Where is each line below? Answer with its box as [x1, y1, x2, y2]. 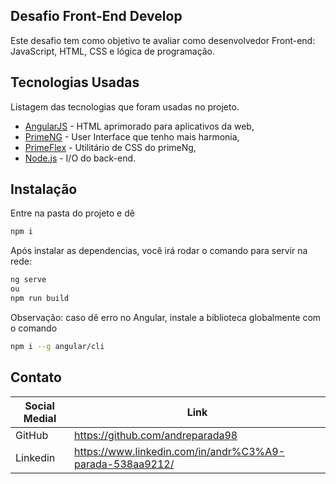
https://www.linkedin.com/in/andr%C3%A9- [73, 444, 286, 458]
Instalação [10, 181, 78, 198]
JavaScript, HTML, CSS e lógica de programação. [10, 45, 216, 57]
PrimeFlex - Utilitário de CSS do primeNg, [24, 141, 197, 153]
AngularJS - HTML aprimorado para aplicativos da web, [24, 120, 255, 132]
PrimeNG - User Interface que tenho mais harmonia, [24, 130, 240, 143]
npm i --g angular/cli [10, 341, 105, 351]
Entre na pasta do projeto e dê [10, 207, 135, 219]
